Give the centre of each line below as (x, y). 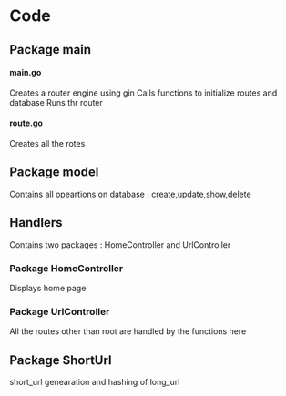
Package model (54, 173)
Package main (51, 50)
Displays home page (48, 288)
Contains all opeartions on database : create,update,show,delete (131, 194)
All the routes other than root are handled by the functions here (128, 331)
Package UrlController (60, 311)
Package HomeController (66, 268)
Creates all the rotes (47, 143)
